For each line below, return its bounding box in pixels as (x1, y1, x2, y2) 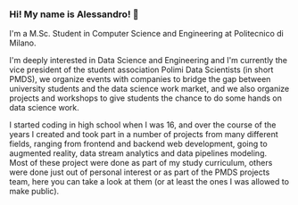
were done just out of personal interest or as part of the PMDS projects (9, 167, 270, 177)
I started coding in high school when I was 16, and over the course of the (9, 119, 277, 130)
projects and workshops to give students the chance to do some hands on (9, 93, 283, 103)
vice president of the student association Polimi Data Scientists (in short (9, 64, 274, 75)
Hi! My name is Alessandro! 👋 (9, 8, 140, 20)
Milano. (9, 37, 37, 48)
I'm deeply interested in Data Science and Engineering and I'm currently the (9, 55, 288, 66)
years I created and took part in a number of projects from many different (9, 129, 278, 140)
